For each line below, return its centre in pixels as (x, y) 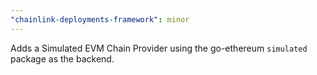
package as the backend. (62, 58)
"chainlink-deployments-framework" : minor (100, 19)
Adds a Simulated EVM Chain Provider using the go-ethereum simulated (159, 48)
